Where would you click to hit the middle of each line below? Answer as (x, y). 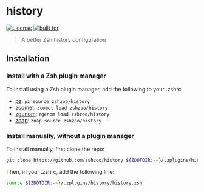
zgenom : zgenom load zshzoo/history (62, 114)
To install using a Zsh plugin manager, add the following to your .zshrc (94, 89)
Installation (28, 59)
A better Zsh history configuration (63, 39)
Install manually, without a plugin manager (70, 136)
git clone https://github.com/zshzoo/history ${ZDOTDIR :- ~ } (84, 160)
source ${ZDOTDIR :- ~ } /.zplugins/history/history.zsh (74, 183)
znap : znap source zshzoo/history (58, 120)
